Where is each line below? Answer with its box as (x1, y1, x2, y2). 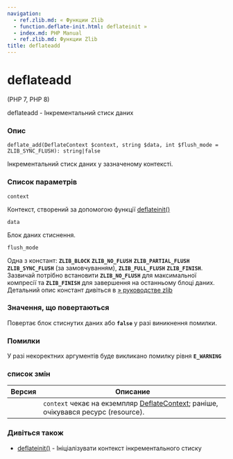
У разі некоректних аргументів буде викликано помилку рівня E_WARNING (7, 352, 222, 361)
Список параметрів (7, 177, 78, 187)
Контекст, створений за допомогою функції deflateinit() (7, 205, 171, 214)
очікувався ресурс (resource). (42, 407, 145, 417)
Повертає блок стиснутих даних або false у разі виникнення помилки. (7, 318, 217, 327)
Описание (115, 387, 150, 397)
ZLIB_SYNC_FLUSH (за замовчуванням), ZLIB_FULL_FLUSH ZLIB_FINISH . (7, 263, 203, 272)
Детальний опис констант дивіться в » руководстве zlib (7, 286, 173, 294)
